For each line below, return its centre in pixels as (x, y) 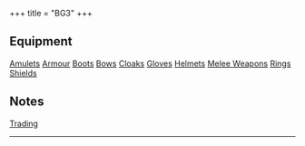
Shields (24, 73)
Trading (24, 123)
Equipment (41, 41)
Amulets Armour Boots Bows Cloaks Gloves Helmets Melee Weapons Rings (150, 63)
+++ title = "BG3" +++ (51, 13)
